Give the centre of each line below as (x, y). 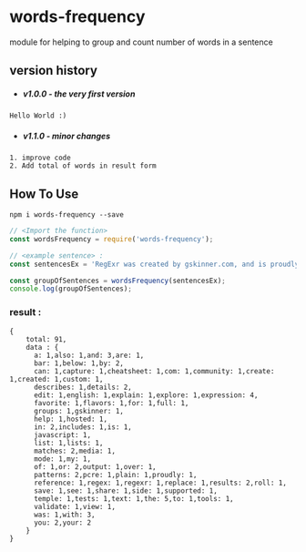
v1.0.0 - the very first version (79, 94)
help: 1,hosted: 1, (70, 419)
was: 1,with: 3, (64, 515)
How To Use (44, 194)
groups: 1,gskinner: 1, (79, 411)
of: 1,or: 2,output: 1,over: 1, (95, 466)
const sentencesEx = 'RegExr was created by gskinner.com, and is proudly (154, 264)
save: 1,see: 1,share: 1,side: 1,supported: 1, (126, 491)
